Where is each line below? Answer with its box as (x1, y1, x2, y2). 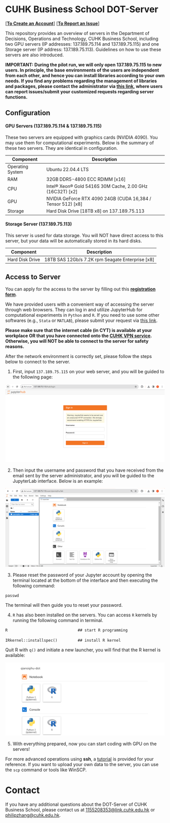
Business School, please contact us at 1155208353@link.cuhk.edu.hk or (5, 806, 155, 813)
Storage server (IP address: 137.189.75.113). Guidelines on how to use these (5, 46, 161, 52)
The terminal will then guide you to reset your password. (5, 602, 123, 608)
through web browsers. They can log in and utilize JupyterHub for (5, 307, 143, 313)
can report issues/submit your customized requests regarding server (5, 88, 154, 94)
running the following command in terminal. (12, 617, 104, 623)
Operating (7, 163, 29, 170)
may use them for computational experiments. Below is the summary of (5, 140, 154, 146)
